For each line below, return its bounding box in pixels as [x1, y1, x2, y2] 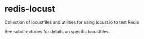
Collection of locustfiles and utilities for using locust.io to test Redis [4, 19, 139, 25]
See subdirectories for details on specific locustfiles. [4, 28, 110, 34]
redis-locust [4, 3, 55, 14]
